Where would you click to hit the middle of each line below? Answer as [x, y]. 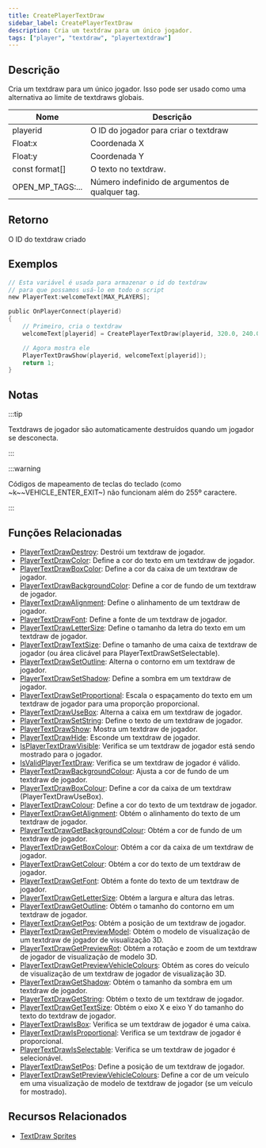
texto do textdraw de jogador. [68, 1015]
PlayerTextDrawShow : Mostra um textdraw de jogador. [108, 729]
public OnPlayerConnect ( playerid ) [65, 312]
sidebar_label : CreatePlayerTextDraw [70, 23]
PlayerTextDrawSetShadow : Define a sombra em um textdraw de [125, 678]
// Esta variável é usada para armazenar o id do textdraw [108, 283]
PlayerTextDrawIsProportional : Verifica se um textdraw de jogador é [130, 1032]
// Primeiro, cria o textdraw [72, 326]
